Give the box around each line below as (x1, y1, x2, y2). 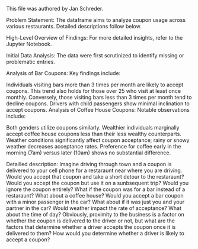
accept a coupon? (6, 236, 50, 243)
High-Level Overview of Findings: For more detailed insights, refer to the (6, 34, 183, 41)
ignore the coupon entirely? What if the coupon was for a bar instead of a (6, 186, 186, 193)
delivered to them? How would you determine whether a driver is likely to (6, 230, 185, 237)
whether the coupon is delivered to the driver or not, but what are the (6, 217, 175, 224)
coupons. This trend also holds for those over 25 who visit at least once (6, 88, 181, 94)
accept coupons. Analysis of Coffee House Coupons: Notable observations (6, 106, 190, 113)
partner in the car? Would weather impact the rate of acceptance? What (6, 205, 182, 212)
